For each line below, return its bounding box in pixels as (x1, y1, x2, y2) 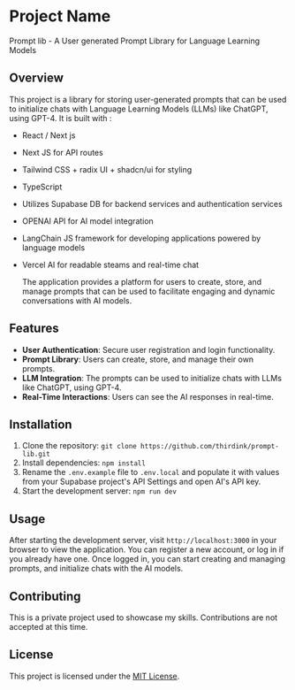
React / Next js (21, 130, 76, 141)
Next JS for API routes (21, 147, 103, 157)
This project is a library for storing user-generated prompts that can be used (9, 94, 287, 104)
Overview (9, 71, 64, 86)
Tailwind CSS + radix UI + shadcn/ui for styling (21, 164, 193, 174)
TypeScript (21, 181, 63, 192)
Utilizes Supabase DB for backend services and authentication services (21, 198, 283, 209)
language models (21, 241, 86, 253)
